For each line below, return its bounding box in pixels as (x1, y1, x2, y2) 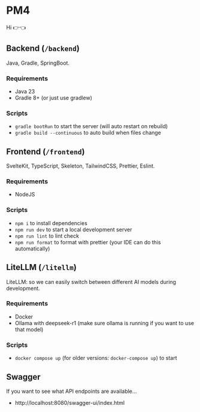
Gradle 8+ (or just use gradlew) (14, 94, 93, 102)
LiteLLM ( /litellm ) (6, 262, 77, 272)
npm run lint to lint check (14, 232, 80, 240)
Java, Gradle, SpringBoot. (6, 59, 70, 66)
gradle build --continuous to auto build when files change (14, 129, 162, 137)
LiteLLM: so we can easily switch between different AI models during (6, 278, 177, 285)
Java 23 (14, 88, 35, 95)
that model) (14, 326, 44, 333)
